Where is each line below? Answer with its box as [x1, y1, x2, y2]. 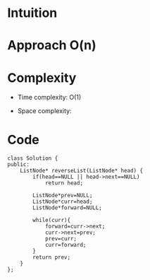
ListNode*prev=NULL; [32, 192, 93, 199]
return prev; [32, 254, 71, 261]
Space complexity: [17, 107, 72, 115]
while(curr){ [32, 217, 71, 224]
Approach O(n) [7, 37, 96, 54]
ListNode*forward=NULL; [32, 204, 102, 211]
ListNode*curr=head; [32, 198, 93, 206]
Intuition [7, 5, 58, 21]
